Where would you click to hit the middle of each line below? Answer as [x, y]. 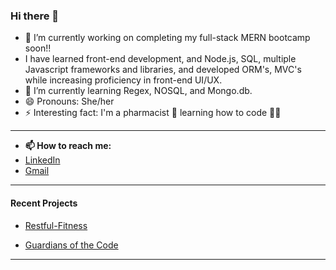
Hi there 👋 [35, 16]
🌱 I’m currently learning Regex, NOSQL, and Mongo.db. [138, 91]
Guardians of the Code [71, 245]
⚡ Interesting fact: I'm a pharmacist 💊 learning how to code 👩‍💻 [153, 113]
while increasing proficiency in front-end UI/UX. [123, 80]
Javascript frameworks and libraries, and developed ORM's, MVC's [163, 70]
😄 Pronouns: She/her [69, 101]
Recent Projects [44, 203]
